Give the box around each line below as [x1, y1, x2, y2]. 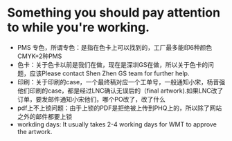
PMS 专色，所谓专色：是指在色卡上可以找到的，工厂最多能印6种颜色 [17, 43, 213, 51]
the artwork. [17, 127, 53, 135]
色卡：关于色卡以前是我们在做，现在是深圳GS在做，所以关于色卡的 [17, 60, 208, 68]
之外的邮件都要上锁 [17, 112, 73, 120]
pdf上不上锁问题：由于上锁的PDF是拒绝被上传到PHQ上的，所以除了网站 [17, 104, 222, 112]
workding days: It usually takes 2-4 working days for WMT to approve [17, 120, 217, 129]
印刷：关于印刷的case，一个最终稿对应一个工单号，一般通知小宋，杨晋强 [17, 77, 226, 86]
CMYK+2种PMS [17, 52, 62, 60]
